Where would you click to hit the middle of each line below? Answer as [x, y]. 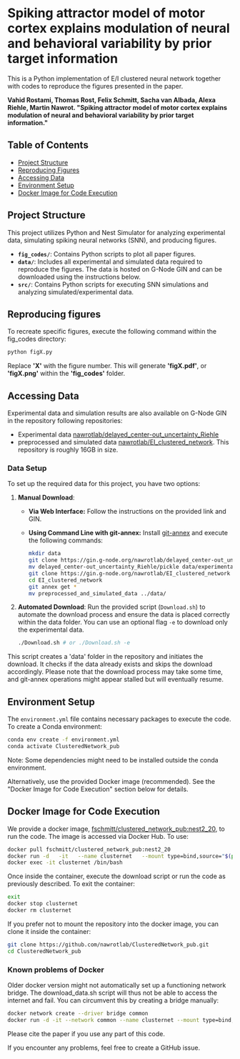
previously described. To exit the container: [71, 884]
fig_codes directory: [37, 339]
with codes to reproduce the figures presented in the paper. [95, 86]
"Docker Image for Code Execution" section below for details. [98, 789]
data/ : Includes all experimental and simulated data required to [110, 262]
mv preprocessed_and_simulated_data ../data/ [97, 593]
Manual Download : [46, 497]
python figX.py [30, 352]
